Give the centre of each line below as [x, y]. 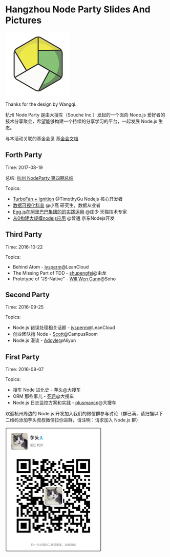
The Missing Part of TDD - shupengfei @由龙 [59, 273]
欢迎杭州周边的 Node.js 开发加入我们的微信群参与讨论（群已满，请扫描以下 [84, 414]
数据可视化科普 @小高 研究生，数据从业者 [57, 205]
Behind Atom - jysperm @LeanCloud [51, 267]
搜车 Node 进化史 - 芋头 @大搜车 [47, 390]
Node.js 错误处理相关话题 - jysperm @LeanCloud [64, 328]
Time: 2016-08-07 [25, 369]
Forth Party [24, 155]
